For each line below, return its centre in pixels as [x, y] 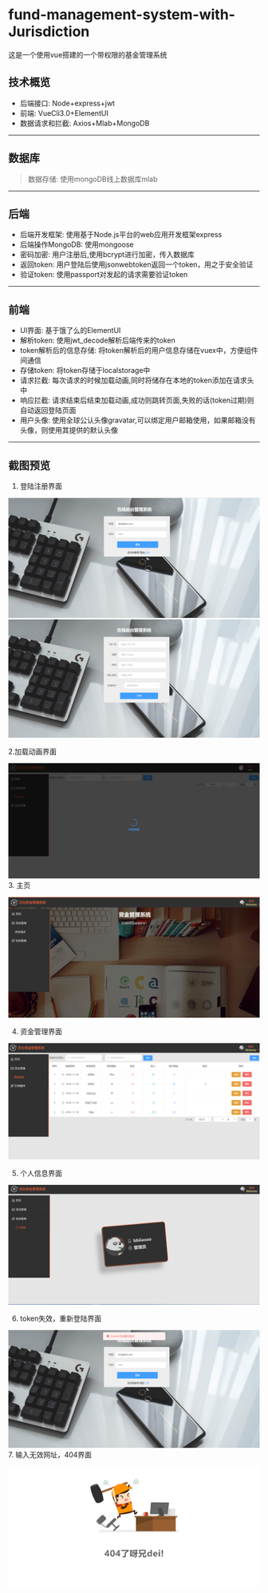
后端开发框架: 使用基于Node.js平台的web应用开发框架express [121, 235]
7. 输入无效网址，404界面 [50, 1454]
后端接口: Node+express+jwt [67, 103]
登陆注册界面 [41, 486]
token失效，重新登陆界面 [61, 1318]
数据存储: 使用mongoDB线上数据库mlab [93, 179]
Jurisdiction [49, 32]
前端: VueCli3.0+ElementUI [64, 113]
